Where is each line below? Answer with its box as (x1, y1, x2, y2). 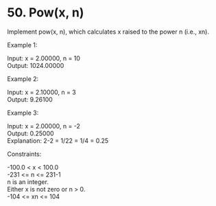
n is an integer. (7, 177, 49, 186)
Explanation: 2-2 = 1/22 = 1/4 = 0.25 (7, 136, 109, 145)
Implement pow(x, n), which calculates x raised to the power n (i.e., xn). (7, 27, 209, 36)
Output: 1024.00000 (7, 61, 64, 69)
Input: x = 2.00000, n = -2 (7, 122, 81, 130)
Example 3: (7, 108, 39, 117)
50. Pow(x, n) (7, 5, 84, 21)
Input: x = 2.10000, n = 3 (7, 88, 77, 96)
